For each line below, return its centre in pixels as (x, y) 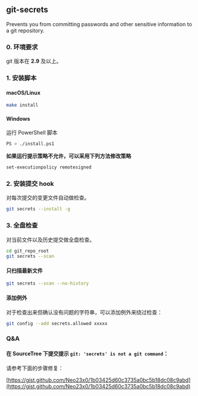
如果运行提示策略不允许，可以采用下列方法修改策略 (69, 156)
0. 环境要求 (22, 47)
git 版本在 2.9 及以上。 (34, 61)
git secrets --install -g (38, 209)
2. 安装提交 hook (30, 183)
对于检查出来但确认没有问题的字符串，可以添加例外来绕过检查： (84, 312)
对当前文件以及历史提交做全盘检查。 (51, 239)
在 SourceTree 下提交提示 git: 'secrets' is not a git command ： (87, 353)
